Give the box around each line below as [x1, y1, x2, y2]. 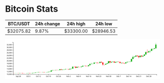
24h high [66, 21, 86, 27]
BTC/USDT [8, 21, 30, 27]
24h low [95, 21, 112, 27]
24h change [35, 21, 60, 27]
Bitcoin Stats [5, 3, 58, 15]
